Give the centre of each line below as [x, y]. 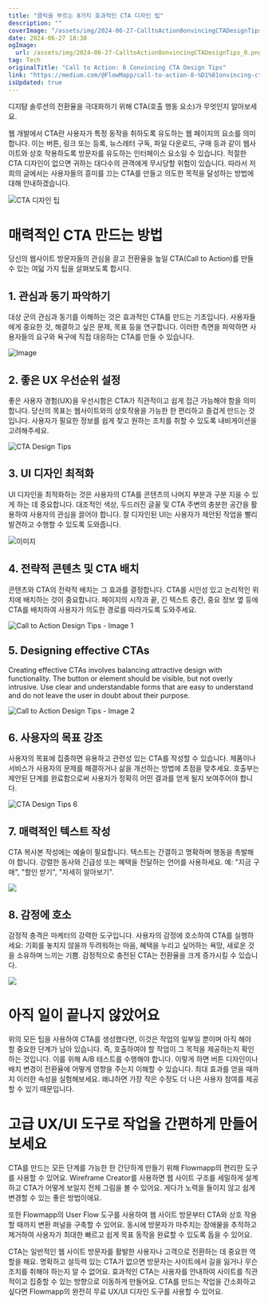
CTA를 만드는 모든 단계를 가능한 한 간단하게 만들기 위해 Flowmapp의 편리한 [126, 1168]
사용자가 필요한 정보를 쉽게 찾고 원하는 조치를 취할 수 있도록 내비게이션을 [144, 421]
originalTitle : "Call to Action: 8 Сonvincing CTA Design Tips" [117, 68]
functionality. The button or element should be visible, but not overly [120, 678]
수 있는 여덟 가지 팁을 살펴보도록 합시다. [70, 269]
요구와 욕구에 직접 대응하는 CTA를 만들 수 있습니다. [115, 337]
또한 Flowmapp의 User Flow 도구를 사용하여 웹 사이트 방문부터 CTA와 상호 [125, 1215]
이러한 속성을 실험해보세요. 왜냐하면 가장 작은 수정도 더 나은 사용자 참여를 [130, 1079]
